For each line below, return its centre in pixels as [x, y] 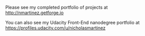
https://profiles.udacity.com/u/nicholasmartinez [56, 28]
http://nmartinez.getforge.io [35, 13]
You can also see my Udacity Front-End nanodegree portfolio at [72, 23]
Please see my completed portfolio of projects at [57, 7]
